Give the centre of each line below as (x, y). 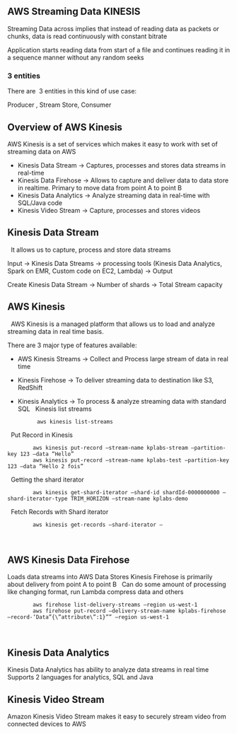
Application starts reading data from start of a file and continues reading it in (119, 49)
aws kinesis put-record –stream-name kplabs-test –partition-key (131, 460)
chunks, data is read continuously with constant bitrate (87, 36)
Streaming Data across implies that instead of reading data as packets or (113, 28)
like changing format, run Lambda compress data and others (96, 592)
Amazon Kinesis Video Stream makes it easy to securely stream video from (117, 716)
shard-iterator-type (38, 499)
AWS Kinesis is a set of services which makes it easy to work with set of (112, 144)
